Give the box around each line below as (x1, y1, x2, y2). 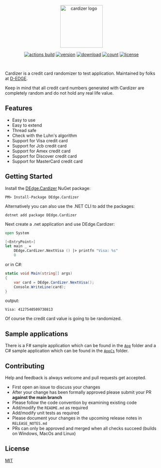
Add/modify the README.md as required (12, 405, 88, 410)
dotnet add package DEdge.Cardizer (5, 213, 77, 217)
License (5, 445, 30, 453)
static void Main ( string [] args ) (5, 271, 73, 276)
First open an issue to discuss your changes (12, 384, 100, 390)
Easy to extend (12, 122, 42, 128)
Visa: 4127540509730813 (5, 307, 53, 312)
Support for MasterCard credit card (12, 158, 83, 164)
